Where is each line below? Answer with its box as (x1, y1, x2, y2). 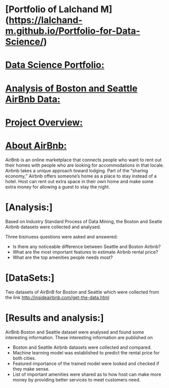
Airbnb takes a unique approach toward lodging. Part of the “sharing (5, 167, 148, 173)
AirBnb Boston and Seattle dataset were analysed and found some (5, 329, 144, 335)
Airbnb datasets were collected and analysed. (5, 224, 102, 230)
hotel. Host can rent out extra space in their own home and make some (5, 178, 154, 184)
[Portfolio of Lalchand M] (5, 4, 113, 15)
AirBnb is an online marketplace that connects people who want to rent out (5, 157, 162, 163)
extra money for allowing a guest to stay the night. (5, 184, 110, 190)
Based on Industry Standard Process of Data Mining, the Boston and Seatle (5, 218, 162, 224)
